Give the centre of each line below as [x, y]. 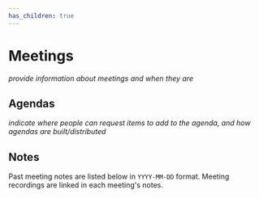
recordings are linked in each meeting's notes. [86, 185]
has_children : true [41, 16]
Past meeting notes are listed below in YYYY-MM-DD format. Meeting [119, 177]
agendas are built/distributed [57, 132]
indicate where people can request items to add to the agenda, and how [129, 123]
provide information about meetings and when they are [101, 78]
